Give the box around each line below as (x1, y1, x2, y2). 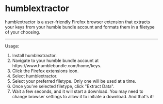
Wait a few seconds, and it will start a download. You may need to (12, 88, 144, 94)
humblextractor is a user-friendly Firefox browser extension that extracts (5, 19, 150, 25)
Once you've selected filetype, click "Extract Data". (12, 83, 115, 89)
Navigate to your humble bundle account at (12, 58, 99, 63)
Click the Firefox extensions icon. (12, 68, 79, 74)
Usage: (5, 43, 19, 49)
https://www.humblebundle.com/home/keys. (12, 62, 102, 68)
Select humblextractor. (12, 73, 58, 79)
